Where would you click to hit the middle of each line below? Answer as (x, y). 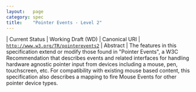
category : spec (25, 17)
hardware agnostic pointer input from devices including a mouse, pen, (92, 64)
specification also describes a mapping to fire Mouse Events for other (91, 77)
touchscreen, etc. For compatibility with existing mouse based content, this (98, 71)
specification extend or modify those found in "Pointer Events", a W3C (92, 52)
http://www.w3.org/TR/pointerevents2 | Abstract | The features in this (91, 45)
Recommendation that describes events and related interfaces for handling (98, 58)
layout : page (25, 11)
